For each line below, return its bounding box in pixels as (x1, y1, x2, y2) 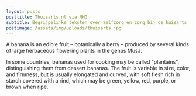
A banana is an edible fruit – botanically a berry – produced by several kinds (6, 41, 189, 48)
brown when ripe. (6, 83, 49, 91)
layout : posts (6, 8, 41, 15)
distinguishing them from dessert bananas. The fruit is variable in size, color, (6, 65, 191, 72)
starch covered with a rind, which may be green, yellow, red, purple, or (6, 77, 177, 84)
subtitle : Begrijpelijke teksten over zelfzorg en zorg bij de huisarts (6, 19, 187, 25)
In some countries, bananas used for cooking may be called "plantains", (6, 59, 180, 66)
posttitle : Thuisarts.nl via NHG (6, 14, 88, 20)
